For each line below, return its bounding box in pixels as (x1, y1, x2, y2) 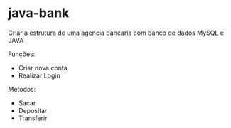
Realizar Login (18, 71, 60, 80)
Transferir (18, 114, 48, 122)
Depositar (18, 106, 48, 114)
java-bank (8, 5, 70, 21)
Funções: (8, 50, 36, 58)
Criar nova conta (18, 63, 68, 72)
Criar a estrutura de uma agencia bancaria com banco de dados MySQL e (8, 28, 225, 37)
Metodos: (8, 85, 36, 93)
